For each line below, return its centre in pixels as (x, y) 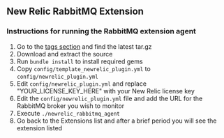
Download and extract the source (65, 54)
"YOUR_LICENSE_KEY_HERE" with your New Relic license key (105, 91)
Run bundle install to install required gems (80, 61)
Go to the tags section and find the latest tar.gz (84, 46)
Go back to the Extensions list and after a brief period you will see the (117, 121)
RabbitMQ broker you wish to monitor (70, 106)
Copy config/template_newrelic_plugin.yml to (83, 68)
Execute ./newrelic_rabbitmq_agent (68, 113)
